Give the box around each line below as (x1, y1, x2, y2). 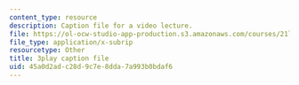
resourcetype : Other (9, 46, 86, 55)
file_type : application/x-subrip (9, 37, 133, 47)
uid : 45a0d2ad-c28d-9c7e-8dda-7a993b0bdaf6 (9, 63, 174, 72)
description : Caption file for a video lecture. (9, 21, 193, 30)
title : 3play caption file (9, 54, 109, 63)
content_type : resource (9, 12, 98, 22)
